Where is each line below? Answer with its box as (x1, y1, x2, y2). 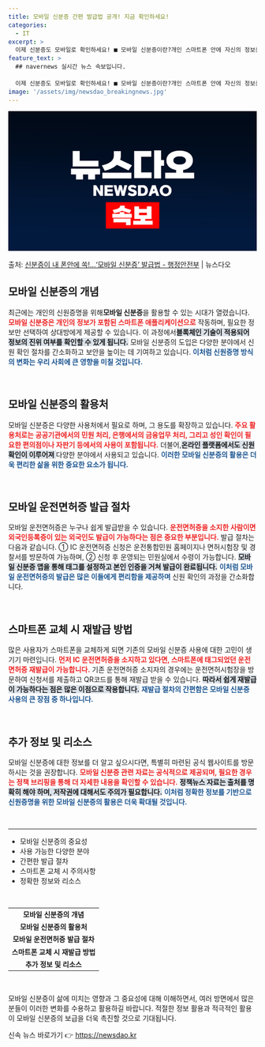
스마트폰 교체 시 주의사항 (19, 866, 96, 876)
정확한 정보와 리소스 (19, 876, 81, 886)
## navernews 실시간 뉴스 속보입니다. (15, 63, 126, 71)
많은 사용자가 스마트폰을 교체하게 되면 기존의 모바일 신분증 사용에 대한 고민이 (8, 645, 244, 655)
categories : (8, 21, 47, 29)
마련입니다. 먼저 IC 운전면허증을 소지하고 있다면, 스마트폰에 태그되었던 (22, 655, 237, 665)
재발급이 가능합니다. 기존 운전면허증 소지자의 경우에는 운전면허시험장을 (28, 665, 246, 675)
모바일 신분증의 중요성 (19, 837, 88, 846)
